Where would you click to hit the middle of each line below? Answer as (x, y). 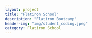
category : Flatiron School (33, 28)
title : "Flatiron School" (32, 14)
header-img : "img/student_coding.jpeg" (46, 23)
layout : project (22, 10)
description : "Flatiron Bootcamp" (41, 19)
